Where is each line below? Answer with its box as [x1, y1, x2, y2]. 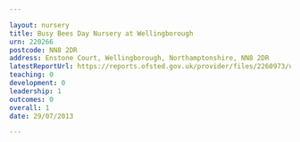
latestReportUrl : [9, 62, 74, 71]
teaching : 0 [9, 70, 54, 80]
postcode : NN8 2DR [9, 45, 78, 54]
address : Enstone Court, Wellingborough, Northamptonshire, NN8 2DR [9, 54, 270, 63]
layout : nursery [9, 20, 70, 29]
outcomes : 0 [9, 95, 54, 104]
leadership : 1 [9, 86, 62, 96]
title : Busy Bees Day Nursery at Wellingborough [9, 28, 194, 38]
